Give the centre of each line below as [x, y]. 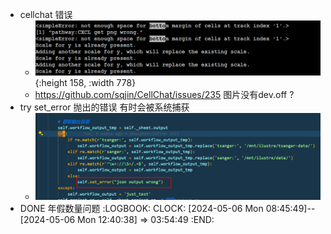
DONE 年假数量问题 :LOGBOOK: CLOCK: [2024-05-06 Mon [141, 209]
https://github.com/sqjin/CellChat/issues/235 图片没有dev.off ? [164, 94]
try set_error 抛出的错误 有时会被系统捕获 [104, 107]
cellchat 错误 [46, 14]
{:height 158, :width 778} [85, 82]
